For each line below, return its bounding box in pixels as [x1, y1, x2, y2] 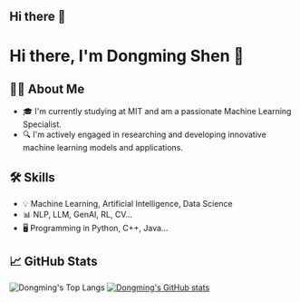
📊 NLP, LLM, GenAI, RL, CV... [22, 209, 133, 220]
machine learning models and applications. [22, 142, 184, 153]
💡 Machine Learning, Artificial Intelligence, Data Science [22, 199, 233, 209]
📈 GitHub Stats [9, 253, 98, 268]
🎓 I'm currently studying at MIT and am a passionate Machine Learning [22, 106, 292, 117]
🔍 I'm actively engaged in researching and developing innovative [22, 129, 267, 141]
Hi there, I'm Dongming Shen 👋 [9, 45, 245, 66]
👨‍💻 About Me [9, 81, 85, 96]
